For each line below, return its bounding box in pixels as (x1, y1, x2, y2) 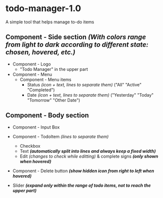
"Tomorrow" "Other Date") (27, 97, 80, 103)
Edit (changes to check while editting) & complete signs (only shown (19, 153, 159, 159)
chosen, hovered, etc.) (5, 48, 76, 56)
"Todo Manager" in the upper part (19, 66, 88, 72)
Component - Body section (5, 111, 89, 119)
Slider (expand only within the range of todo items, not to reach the (12, 182, 151, 188)
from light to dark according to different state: (5, 41, 149, 49)
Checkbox (19, 143, 41, 148)
